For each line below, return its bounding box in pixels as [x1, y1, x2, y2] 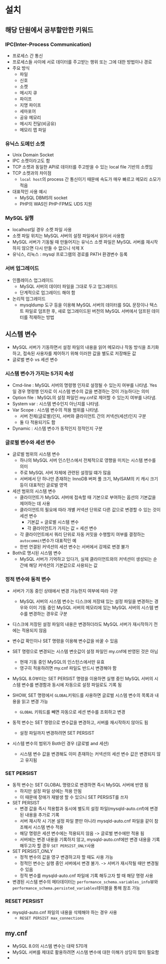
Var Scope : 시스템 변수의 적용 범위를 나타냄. [12, 407, 99, 413]
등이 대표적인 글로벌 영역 [19, 482, 68, 488]
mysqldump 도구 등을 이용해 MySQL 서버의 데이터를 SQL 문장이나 [19, 302, 149, 308]
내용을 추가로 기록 [25, 811, 60, 818]
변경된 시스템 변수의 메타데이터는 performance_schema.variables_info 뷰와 [12, 879, 158, 884]
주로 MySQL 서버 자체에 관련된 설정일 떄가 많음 [19, 470, 111, 476]
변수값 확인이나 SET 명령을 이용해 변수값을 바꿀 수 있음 [12, 638, 119, 644]
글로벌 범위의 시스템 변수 [12, 451, 60, 457]
